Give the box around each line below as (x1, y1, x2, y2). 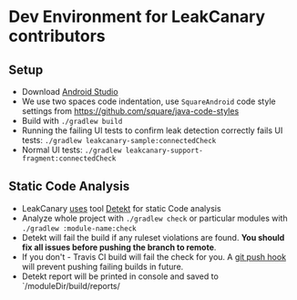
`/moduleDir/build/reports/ (21, 280, 120, 291)
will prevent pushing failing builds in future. (21, 261, 184, 272)
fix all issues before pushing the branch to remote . (21, 242, 217, 253)
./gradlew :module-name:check (21, 223, 138, 233)
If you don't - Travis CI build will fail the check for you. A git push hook (21, 251, 287, 262)
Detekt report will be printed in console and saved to (21, 271, 220, 282)
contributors (8, 26, 106, 47)
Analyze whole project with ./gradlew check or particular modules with (21, 212, 288, 223)
